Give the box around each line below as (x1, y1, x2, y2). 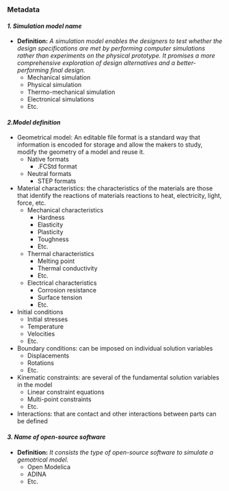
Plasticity (37, 228, 64, 236)
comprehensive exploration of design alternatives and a (16, 59, 176, 67)
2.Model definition (7, 118, 61, 126)
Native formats (27, 155, 70, 164)
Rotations (27, 359, 55, 367)
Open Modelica (27, 462, 70, 470)
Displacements (27, 351, 70, 360)
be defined (16, 417, 48, 425)
